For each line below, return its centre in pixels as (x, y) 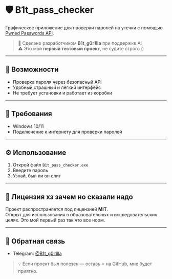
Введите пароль (30, 171)
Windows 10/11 (28, 126)
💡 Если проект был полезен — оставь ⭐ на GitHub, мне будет (85, 264)
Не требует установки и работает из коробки (62, 92)
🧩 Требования (29, 114)
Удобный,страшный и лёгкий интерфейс (57, 87)
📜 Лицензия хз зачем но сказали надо (69, 197)
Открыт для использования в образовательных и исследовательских (81, 215)
